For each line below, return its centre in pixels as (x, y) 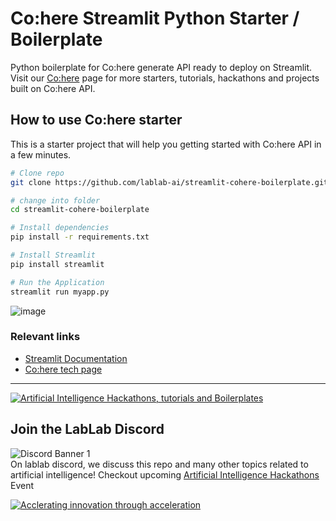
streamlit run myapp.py (60, 292)
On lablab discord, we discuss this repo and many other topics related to (159, 464)
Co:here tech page (63, 369)
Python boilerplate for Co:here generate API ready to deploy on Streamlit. (161, 67)
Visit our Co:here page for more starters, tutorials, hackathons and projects (165, 78)
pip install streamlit (57, 264)
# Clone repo (37, 173)
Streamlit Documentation (76, 358)
